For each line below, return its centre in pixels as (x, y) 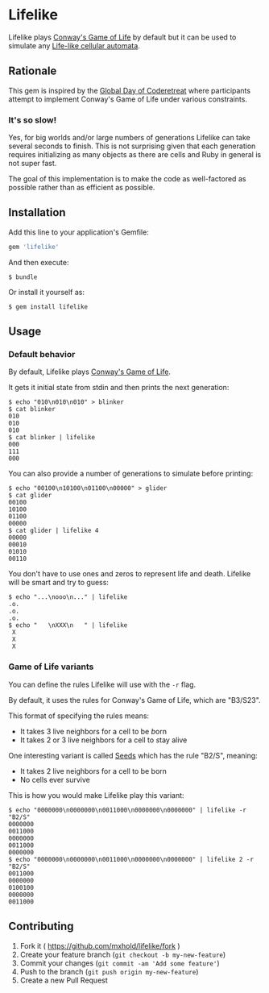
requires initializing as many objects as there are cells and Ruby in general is (135, 155)
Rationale (33, 71)
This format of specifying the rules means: (79, 716)
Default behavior (42, 355)
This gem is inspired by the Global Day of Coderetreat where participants (130, 90)
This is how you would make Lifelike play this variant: (96, 795)
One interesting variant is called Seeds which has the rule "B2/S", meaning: (133, 755)
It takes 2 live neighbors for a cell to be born (93, 771)
